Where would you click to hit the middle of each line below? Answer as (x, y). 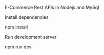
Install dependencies (27, 17)
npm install (16, 27)
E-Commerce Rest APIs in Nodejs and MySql (52, 7)
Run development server (31, 37)
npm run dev (18, 47)
